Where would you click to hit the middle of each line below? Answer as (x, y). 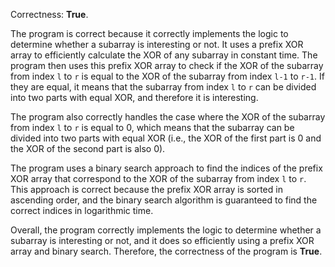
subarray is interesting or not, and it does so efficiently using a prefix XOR (162, 240)
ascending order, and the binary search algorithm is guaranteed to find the (164, 200)
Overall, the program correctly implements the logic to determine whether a (166, 230)
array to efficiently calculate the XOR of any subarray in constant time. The (164, 55)
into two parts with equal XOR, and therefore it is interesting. (134, 97)
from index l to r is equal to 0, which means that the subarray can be (152, 127)
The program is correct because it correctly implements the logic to (149, 33)
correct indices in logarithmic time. (82, 210)
